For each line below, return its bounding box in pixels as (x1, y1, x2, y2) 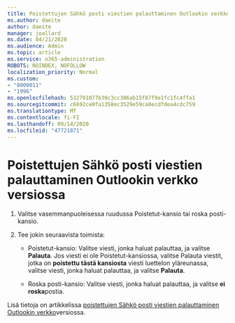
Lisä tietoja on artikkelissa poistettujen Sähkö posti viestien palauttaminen (7, 301, 220, 309)
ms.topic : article (7, 50, 61, 57)
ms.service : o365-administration (7, 56, 105, 63)
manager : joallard (7, 29, 61, 37)
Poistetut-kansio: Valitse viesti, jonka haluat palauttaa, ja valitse (27, 244, 211, 253)
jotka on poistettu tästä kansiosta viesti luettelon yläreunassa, (27, 259, 208, 267)
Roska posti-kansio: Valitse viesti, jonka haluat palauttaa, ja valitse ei (27, 280, 226, 288)
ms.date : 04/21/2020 (7, 36, 68, 43)
